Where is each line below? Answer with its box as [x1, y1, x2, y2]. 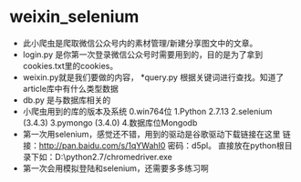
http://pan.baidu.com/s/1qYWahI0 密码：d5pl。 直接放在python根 [38, 139, 285, 151]
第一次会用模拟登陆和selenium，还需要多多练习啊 [22, 162, 210, 174]
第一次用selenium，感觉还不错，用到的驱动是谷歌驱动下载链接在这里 [22, 128, 281, 139]
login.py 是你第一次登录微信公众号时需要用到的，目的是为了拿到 [22, 48, 263, 60]
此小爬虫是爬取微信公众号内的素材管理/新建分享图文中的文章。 [22, 37, 258, 48]
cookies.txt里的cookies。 [22, 60, 119, 71]
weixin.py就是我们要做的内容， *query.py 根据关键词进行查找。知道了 [22, 71, 285, 83]
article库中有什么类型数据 [22, 83, 119, 94]
